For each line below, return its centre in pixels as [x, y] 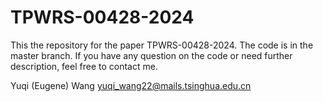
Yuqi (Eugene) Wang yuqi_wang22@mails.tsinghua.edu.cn [131, 85]
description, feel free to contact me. [84, 66]
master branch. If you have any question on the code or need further [151, 55]
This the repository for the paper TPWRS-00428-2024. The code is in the [162, 45]
